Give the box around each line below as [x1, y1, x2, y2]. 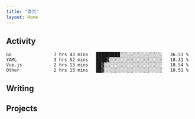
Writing [6, 83, 34, 94]
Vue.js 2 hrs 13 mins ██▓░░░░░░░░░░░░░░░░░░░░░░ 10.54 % [6, 62, 189, 68]
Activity [6, 36, 37, 46]
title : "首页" [6, 8, 40, 15]
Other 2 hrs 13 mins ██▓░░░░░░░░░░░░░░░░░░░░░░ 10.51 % [6, 67, 189, 73]
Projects [6, 104, 38, 114]
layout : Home [6, 14, 38, 20]
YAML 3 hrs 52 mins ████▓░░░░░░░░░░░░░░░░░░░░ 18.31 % [6, 57, 189, 63]
